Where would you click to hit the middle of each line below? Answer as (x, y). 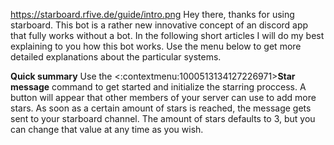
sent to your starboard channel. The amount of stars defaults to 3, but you (163, 118)
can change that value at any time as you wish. (107, 129)
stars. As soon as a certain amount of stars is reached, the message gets (161, 108)
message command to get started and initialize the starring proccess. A (158, 87)
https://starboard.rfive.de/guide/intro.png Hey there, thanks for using (152, 14)
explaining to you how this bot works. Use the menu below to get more (156, 46)
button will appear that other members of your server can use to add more (163, 97)
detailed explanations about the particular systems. (116, 57)
